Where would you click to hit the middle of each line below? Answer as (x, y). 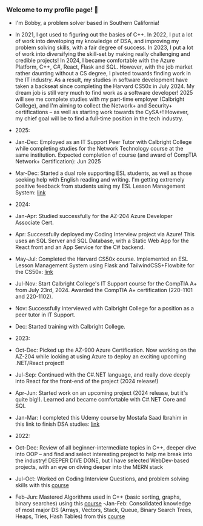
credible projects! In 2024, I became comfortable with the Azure (95, 61)
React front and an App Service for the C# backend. (80, 247)
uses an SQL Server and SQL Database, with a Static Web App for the (102, 241)
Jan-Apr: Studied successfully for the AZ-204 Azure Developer (94, 216)
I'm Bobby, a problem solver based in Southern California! (87, 23)
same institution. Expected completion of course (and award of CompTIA (106, 155)
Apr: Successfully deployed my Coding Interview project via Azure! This (105, 234)
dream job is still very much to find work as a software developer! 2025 (104, 93)
